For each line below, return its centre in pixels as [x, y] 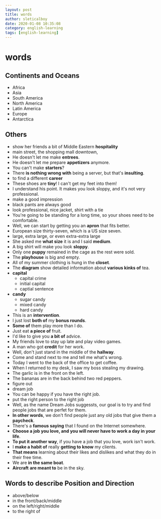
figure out [22, 383]
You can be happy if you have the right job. [56, 394]
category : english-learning [34, 28]
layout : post [19, 10]
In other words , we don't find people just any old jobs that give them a [84, 415]
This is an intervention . [36, 315]
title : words [19, 14]
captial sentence [37, 288]
